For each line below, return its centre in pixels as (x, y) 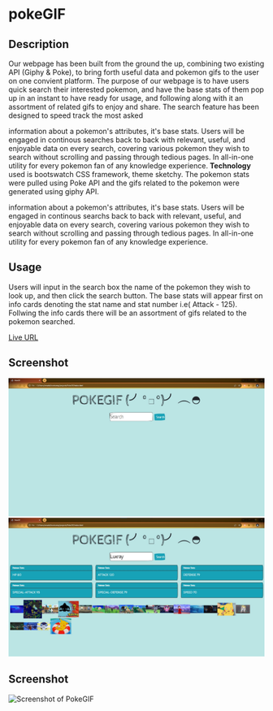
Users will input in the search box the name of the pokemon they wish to (129, 287)
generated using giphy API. (54, 191)
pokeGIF (37, 14)
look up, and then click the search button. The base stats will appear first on (136, 295)
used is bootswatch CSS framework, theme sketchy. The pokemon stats (129, 174)
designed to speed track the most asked (76, 115)
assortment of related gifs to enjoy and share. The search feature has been (134, 107)
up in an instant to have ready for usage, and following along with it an (126, 98)
